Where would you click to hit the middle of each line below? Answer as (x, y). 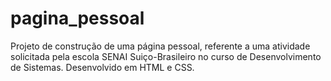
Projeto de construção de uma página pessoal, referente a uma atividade (160, 46)
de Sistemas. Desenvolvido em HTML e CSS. (102, 67)
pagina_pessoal (77, 18)
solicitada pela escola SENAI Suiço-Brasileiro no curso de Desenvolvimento (166, 56)
